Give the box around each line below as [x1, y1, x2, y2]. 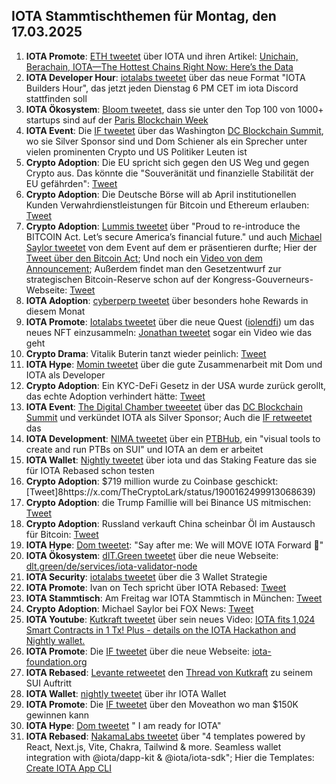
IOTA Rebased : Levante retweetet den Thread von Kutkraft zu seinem [25, 666, 313, 678]
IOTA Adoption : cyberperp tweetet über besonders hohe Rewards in [25, 294, 309, 306]
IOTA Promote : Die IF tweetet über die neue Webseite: [25, 645, 251, 657]
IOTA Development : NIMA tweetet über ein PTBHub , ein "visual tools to [25, 432, 321, 444]
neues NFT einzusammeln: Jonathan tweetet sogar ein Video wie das [25, 326, 313, 338]
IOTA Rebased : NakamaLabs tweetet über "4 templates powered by [25, 730, 306, 742]
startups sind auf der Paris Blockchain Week [25, 114, 209, 126]
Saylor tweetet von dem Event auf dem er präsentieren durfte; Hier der [25, 241, 318, 253]
